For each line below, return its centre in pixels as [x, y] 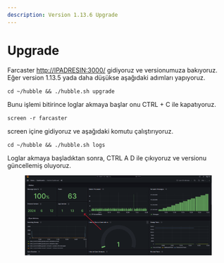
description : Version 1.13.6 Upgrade [63, 15]
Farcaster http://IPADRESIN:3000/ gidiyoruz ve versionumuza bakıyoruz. [113, 70]
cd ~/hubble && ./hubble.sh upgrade [61, 91]
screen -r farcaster [38, 118]
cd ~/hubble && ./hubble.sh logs [56, 145]
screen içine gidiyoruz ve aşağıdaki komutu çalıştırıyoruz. [91, 131]
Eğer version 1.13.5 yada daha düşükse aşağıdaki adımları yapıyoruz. [106, 77]
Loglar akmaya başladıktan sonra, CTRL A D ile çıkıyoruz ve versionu [107, 158]
